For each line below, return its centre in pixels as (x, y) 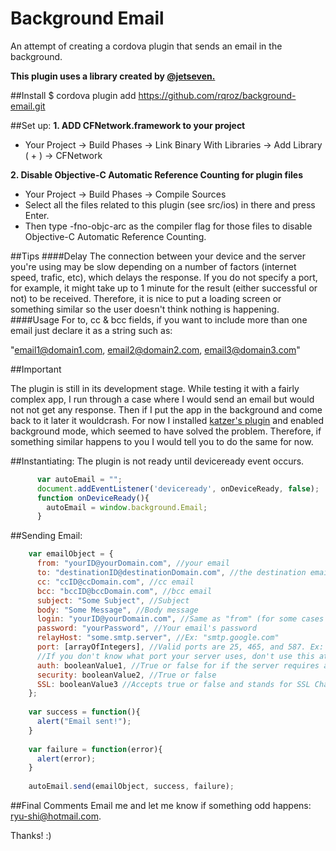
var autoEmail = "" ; (79, 479)
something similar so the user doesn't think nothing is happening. (145, 309)
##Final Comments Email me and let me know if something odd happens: (161, 806)
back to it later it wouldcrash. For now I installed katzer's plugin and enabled (167, 420)
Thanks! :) (31, 836)
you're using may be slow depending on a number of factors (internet (153, 266)
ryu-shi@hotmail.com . (56, 816)
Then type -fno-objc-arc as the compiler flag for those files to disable (168, 226)
